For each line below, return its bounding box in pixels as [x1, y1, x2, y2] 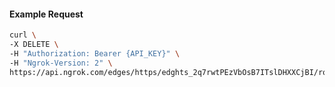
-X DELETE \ [9, 40, 59, 50]
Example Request [9, 8, 84, 20]
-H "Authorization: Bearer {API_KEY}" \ [9, 48, 181, 59]
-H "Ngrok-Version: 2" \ [9, 58, 113, 68]
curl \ [9, 30, 37, 40]
